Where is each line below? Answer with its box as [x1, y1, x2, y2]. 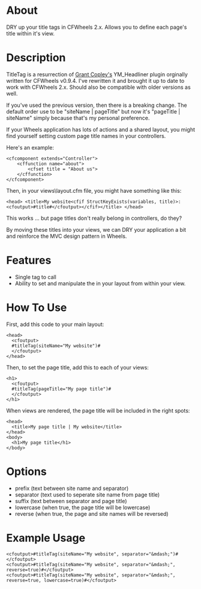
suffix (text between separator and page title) [14, 497, 127, 504]
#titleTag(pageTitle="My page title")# [11, 385, 112, 392]
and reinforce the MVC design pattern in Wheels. [6, 232, 127, 240]
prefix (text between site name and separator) [14, 485, 129, 492]
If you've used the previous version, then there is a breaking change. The [6, 101, 187, 109]
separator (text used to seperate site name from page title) [14, 491, 160, 498]
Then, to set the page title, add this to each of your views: [6, 364, 149, 371]
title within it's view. [6, 29, 55, 37]
